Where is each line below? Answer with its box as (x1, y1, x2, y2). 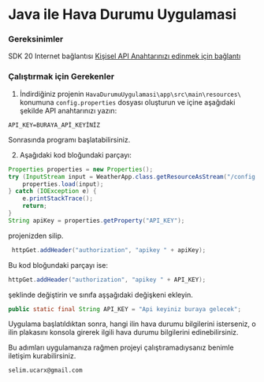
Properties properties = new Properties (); (8, 165, 154, 173)
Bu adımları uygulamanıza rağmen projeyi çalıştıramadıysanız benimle (8, 343, 234, 352)
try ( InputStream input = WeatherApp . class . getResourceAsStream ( (8, 172, 227, 180)
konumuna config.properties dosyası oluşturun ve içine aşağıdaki (19, 97, 236, 107)
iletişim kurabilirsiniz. (8, 351, 76, 361)
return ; (22, 202, 47, 210)
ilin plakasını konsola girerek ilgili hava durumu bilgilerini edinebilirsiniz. (8, 328, 239, 337)
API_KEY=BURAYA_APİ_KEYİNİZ (8, 121, 101, 129)
